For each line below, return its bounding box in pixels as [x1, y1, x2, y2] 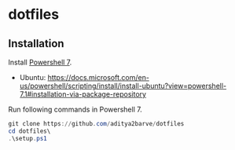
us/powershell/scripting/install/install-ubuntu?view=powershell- [19, 81, 227, 90]
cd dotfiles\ [8, 127, 51, 135]
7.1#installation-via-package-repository [19, 90, 147, 99]
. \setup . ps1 [8, 134, 47, 142]
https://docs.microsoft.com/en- [47, 73, 149, 82]
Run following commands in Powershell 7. [8, 104, 143, 114]
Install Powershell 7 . [8, 57, 72, 67]
